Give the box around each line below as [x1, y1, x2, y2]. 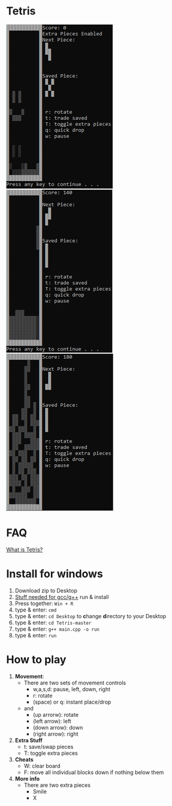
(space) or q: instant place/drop [32, 698, 111, 705]
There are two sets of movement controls [23, 679, 126, 686]
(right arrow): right [32, 730, 79, 737]
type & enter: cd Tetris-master [14, 619, 92, 626]
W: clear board [23, 762, 61, 769]
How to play [6, 653, 67, 666]
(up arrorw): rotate [32, 711, 79, 718]
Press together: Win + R [14, 600, 74, 607]
